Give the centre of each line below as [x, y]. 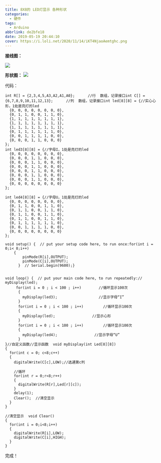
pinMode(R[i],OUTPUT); [45, 257]
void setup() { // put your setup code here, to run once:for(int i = [79, 244]
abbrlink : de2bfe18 [25, 32]
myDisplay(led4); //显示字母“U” [71, 335]
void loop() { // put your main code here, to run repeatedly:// [74, 278]
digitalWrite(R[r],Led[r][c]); [50, 384]
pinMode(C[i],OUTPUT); [45, 261]
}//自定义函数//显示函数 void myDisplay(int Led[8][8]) [61, 344]
